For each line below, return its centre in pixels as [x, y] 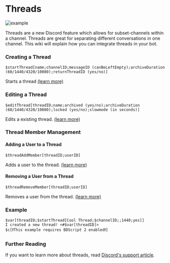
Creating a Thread [28, 57]
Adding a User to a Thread [34, 144]
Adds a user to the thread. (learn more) [46, 165]
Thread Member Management [43, 132]
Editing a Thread [26, 95]
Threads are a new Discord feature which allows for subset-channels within [84, 33]
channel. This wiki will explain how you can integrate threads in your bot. [81, 43]
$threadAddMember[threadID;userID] [43, 155]
